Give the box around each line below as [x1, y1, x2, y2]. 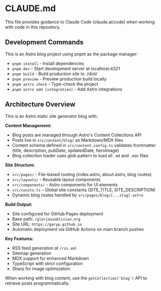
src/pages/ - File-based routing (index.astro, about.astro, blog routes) [12, 171, 152, 177]
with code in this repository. [5, 24, 61, 30]
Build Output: [5, 201, 32, 207]
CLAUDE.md [5, 3, 56, 14]
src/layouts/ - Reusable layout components [12, 177, 101, 182]
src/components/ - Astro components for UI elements [12, 181, 118, 187]
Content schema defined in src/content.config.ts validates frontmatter [12, 142, 156, 148]
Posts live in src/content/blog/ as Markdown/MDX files [12, 137, 124, 143]
